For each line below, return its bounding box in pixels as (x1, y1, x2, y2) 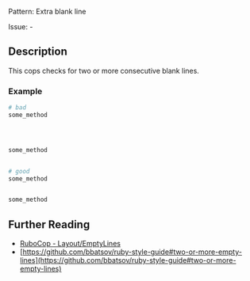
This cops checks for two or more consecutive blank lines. (8, 66, 200, 75)
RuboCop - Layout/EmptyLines (19, 239, 121, 249)
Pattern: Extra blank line (8, 7, 87, 16)
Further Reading (8, 218, 90, 231)
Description (8, 45, 67, 59)
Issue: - (8, 22, 33, 31)
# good (8, 167, 30, 175)
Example (8, 85, 43, 97)
